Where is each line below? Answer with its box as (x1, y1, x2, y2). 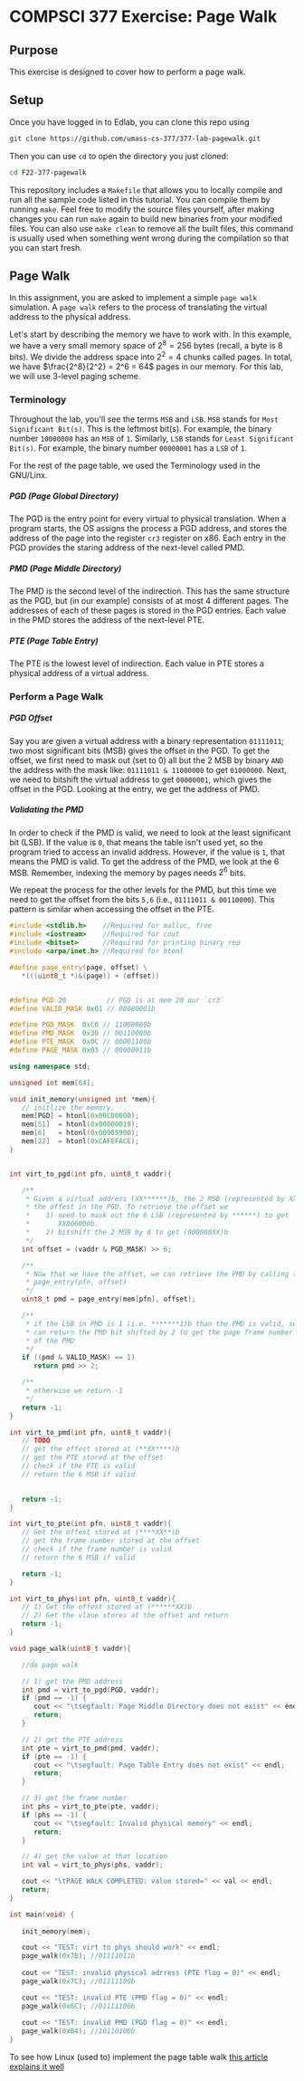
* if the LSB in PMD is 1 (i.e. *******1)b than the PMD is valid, (25, 1319, 285, 1328)
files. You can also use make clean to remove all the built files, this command (9, 223, 294, 234)
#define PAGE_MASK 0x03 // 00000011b (9, 1045, 152, 1055)
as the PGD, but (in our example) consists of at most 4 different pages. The (9, 595, 290, 606)
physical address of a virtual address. (9, 667, 149, 678)
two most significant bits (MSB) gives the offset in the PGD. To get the (9, 745, 270, 756)
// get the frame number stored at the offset (21, 1536, 201, 1545)
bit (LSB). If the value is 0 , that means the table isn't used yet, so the (9, 836, 263, 847)
